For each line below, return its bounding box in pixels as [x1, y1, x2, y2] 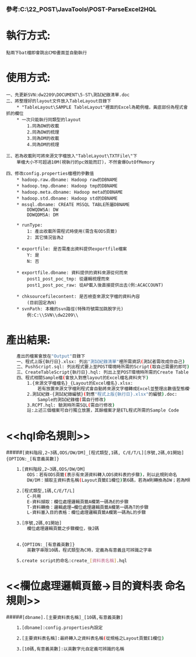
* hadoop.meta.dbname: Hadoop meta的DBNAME [16, 189, 123, 195]
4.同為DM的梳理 [27, 142, 60, 148]
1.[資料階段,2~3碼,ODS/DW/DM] [16, 467, 86, 473]
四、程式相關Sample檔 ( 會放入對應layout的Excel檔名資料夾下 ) [16, 375, 149, 381]
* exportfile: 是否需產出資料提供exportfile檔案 [16, 246, 127, 252]
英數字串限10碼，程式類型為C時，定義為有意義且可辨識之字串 [27, 547, 152, 553]
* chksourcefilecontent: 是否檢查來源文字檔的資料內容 [16, 293, 140, 299]
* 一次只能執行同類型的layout [16, 117, 81, 122]
